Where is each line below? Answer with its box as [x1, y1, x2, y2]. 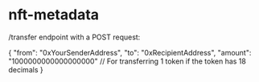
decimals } [8, 64, 43, 74]
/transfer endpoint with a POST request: [8, 32, 141, 42]
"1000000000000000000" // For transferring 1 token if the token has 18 [8, 56, 247, 66]
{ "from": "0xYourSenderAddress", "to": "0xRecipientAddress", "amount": [8, 47, 252, 57]
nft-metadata [8, 6, 99, 24]
